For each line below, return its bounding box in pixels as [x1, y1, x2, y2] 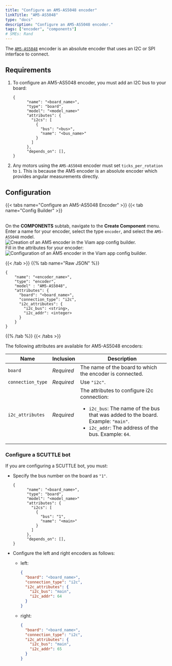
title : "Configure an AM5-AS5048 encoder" [5, 7, 97, 13]
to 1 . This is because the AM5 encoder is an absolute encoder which [12, 168, 158, 174]
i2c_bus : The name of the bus [89, 404, 160, 412]
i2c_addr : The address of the [89, 424, 159, 431]
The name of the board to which [80, 363, 158, 371]
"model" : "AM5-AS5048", [14, 283, 68, 288]
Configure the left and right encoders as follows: [12, 550, 115, 556]
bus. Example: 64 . [89, 430, 131, 437]
